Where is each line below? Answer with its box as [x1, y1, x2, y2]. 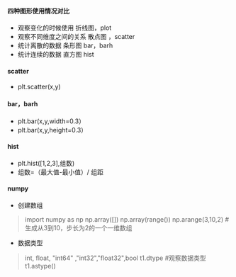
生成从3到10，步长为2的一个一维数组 [24, 224, 133, 232]
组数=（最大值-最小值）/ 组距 [17, 167, 104, 176]
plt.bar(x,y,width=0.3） [17, 117, 86, 125]
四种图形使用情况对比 [7, 6, 69, 15]
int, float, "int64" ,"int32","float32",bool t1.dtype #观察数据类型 [24, 254, 207, 262]
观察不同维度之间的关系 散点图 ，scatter [17, 33, 135, 41]
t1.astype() [24, 262, 57, 271]
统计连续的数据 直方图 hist [17, 50, 94, 59]
